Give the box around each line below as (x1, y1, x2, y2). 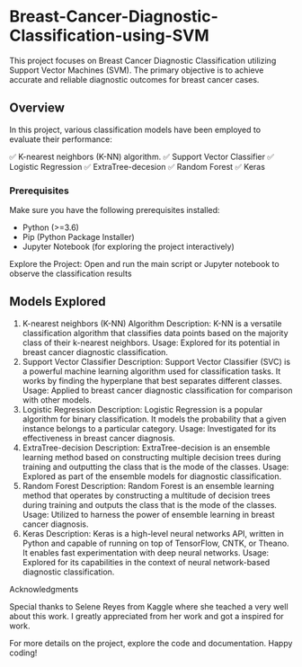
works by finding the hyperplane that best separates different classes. (22, 375, 283, 386)
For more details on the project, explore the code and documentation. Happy (9, 637, 293, 648)
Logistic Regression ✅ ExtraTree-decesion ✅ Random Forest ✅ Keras (9, 161, 265, 172)
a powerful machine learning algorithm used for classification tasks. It (22, 366, 281, 377)
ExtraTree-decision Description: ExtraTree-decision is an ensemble (22, 442, 271, 453)
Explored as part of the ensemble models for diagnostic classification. (22, 470, 281, 482)
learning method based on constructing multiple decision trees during (22, 451, 281, 462)
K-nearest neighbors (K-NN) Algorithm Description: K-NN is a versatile (22, 317, 282, 329)
